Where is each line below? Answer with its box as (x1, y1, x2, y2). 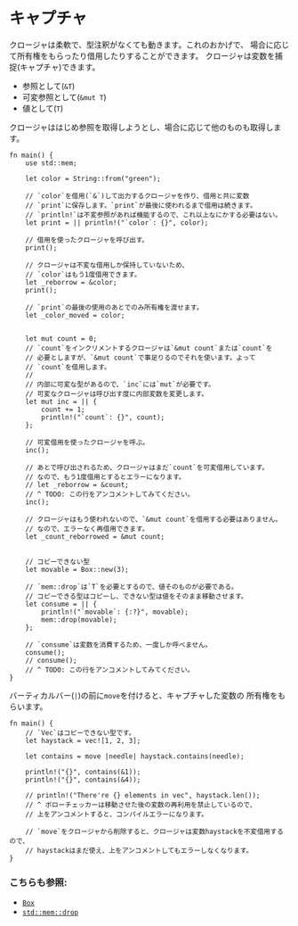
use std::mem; (25, 158, 77, 168)
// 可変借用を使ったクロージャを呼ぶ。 (25, 438, 149, 447)
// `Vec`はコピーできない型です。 (25, 728, 136, 737)
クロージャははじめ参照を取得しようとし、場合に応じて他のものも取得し (9, 121, 274, 132)
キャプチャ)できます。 (20, 62, 101, 72)
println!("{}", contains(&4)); (25, 775, 141, 784)
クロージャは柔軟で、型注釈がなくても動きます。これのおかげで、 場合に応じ (9, 39, 290, 50)
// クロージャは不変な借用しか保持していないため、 (25, 260, 189, 269)
